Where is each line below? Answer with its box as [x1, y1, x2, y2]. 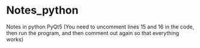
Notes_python [6, 4, 79, 17]
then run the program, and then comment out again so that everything [6, 29, 180, 36]
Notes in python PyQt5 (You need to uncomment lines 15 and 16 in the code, [6, 23, 195, 30]
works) [6, 36, 24, 43]
